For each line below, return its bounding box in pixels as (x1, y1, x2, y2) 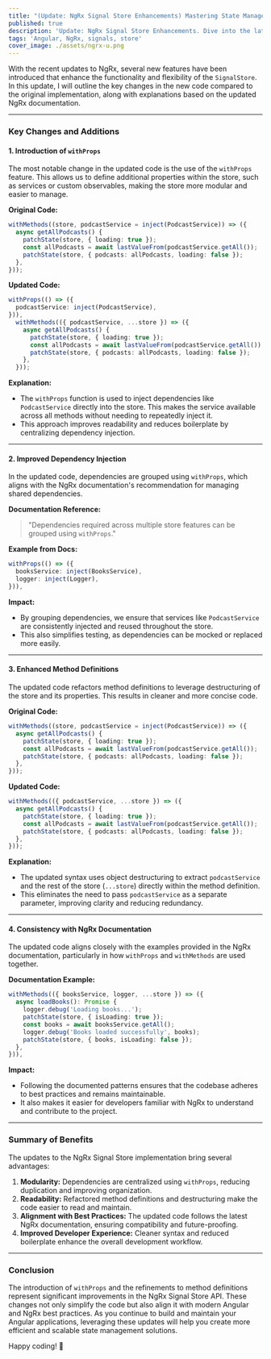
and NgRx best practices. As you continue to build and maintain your (8, 1308, 236, 1318)
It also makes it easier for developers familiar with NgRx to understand (19, 1098, 254, 1107)
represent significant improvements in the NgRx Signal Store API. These (8, 1291, 248, 1301)
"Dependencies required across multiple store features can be (27, 520, 236, 530)
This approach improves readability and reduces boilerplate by (19, 419, 229, 429)
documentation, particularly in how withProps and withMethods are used (8, 951, 246, 961)
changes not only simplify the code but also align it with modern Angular (8, 1299, 249, 1309)
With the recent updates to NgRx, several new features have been (8, 64, 227, 73)
